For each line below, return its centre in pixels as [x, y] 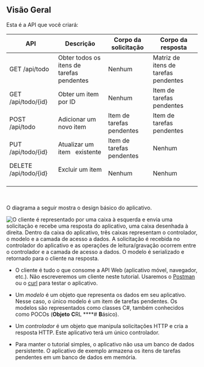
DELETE [21, 166]
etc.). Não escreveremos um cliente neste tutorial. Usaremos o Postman [105, 276]
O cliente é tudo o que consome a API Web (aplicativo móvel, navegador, [106, 270]
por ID [67, 102]
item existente [80, 152]
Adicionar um [77, 119]
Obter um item [78, 94]
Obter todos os [80, 57]
